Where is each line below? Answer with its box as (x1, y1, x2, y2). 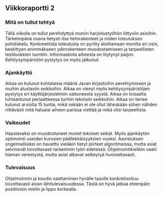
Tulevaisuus (5, 164, 36, 171)
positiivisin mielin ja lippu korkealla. (5, 186, 77, 192)
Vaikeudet (5, 119, 31, 126)
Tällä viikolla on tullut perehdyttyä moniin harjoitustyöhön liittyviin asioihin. (5, 30, 158, 36)
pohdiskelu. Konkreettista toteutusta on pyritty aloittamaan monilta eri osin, (5, 41, 159, 47)
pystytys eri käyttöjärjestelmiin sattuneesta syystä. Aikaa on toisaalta (5, 91, 147, 97)
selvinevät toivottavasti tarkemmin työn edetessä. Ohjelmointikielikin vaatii (5, 146, 157, 152)
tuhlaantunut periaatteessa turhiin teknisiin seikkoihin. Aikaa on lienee (5, 96, 148, 102)
